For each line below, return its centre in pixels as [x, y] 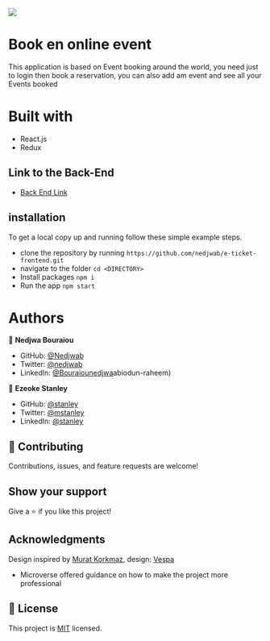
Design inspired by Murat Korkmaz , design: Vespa [91, 559]
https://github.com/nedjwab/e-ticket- [191, 253]
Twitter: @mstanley [52, 413]
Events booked [33, 84]
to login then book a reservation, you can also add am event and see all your [135, 75]
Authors [36, 318]
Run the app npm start [57, 285]
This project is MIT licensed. [55, 628]
